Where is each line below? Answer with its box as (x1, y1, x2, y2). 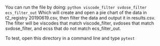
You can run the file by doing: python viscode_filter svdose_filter (5, 4, 147, 10)
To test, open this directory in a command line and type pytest (5, 35, 135, 41)
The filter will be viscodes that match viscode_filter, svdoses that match (5, 20, 154, 26)
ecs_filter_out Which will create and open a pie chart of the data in (5, 9, 147, 15)
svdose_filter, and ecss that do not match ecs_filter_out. (5, 25, 121, 31)
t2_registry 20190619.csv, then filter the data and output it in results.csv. (5, 15, 155, 20)
